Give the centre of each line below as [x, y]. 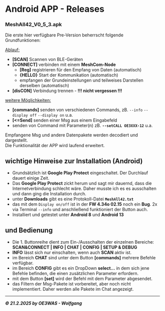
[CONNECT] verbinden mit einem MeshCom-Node [64, 64]
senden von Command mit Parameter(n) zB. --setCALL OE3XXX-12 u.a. [82, 125]
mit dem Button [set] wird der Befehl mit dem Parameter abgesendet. [82, 279]
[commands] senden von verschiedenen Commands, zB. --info [77, 110]
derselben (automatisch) [44, 86]
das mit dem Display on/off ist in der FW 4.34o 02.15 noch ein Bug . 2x [85, 204]
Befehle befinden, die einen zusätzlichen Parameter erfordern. [75, 274]
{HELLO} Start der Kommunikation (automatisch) [69, 75]
